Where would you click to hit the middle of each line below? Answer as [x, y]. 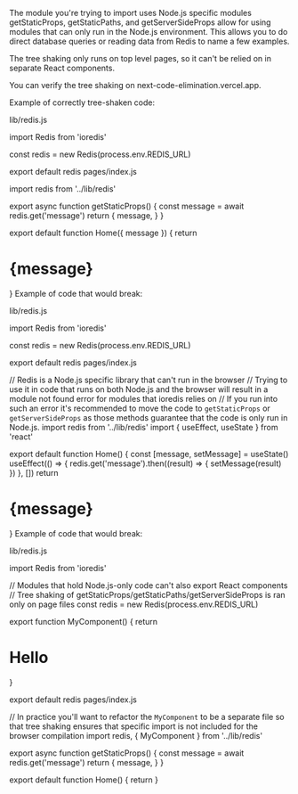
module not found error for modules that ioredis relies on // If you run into [144, 398]
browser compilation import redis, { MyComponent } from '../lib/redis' [136, 735]
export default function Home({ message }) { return [103, 233]
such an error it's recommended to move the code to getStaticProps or [140, 408]
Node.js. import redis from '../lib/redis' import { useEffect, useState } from [144, 427]
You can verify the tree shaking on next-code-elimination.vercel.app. [135, 85]
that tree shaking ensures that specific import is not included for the [133, 726]
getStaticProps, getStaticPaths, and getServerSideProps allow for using [140, 22]
